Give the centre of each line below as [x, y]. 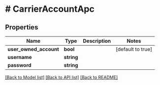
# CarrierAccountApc [50, 9]
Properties [22, 27]
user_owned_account [33, 49]
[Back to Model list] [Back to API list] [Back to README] [62, 77]
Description [97, 41]
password [19, 65]
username [20, 57]
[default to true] [134, 49]
